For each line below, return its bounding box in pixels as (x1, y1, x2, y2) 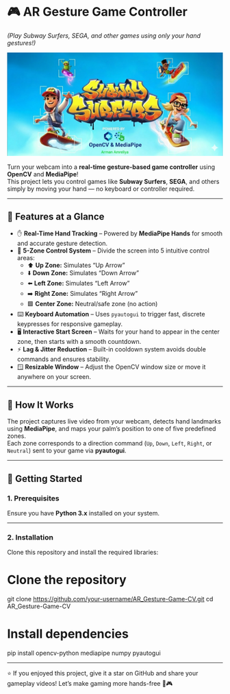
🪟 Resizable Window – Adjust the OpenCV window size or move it (16, 363, 206, 371)
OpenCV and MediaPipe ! (7, 170, 79, 178)
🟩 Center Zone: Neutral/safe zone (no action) (27, 300, 158, 308)
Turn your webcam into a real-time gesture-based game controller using (7, 163, 216, 171)
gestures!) (7, 38, 36, 47)
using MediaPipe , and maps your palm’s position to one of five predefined (7, 425, 216, 433)
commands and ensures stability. (16, 355, 111, 363)
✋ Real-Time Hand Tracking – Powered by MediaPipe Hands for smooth (16, 229, 223, 238)
